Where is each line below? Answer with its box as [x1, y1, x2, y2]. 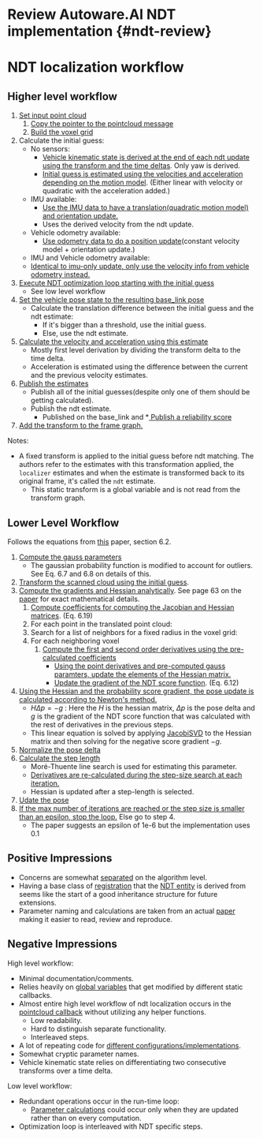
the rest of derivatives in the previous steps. [30, 720, 174, 729]
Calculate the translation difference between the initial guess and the [30, 304, 254, 313]
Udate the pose [18, 795, 69, 805]
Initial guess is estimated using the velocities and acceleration [42, 170, 243, 179]
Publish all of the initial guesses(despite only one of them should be [30, 387, 250, 397]
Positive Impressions [7, 852, 113, 865]
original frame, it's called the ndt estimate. [18, 476, 156, 486]
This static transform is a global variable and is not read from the [30, 485, 241, 495]
